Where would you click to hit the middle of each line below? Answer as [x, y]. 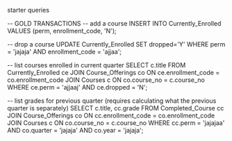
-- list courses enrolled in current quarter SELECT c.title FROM [97, 65]
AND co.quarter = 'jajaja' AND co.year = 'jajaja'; [75, 130]
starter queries [28, 10]
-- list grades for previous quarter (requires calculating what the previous [112, 101]
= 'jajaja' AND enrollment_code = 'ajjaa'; [65, 52]
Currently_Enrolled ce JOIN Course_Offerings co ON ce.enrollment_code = [114, 73]
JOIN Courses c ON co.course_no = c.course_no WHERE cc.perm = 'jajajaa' [116, 123]
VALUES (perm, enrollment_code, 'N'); [62, 31]
